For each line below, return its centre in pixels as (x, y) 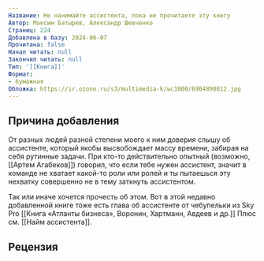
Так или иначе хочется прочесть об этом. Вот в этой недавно (112, 197)
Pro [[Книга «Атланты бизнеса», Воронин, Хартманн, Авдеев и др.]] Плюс (132, 214)
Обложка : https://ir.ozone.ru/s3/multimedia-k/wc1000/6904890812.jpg (125, 89)
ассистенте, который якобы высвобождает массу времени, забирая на (128, 148)
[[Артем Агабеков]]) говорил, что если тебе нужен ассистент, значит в (127, 165)
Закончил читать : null (45, 60)
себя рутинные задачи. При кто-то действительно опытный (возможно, (129, 157)
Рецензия (33, 246)
